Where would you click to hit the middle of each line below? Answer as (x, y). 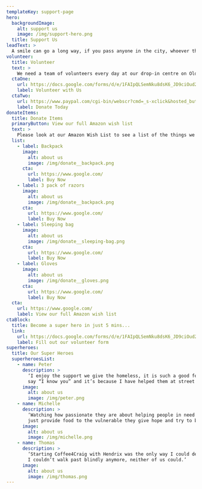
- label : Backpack (40, 146)
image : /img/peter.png (56, 398)
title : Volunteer (33, 62)
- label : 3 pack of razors (51, 185)
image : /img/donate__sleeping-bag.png (76, 241)
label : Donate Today (43, 107)
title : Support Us (35, 40)
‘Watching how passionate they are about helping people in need (112, 415)
